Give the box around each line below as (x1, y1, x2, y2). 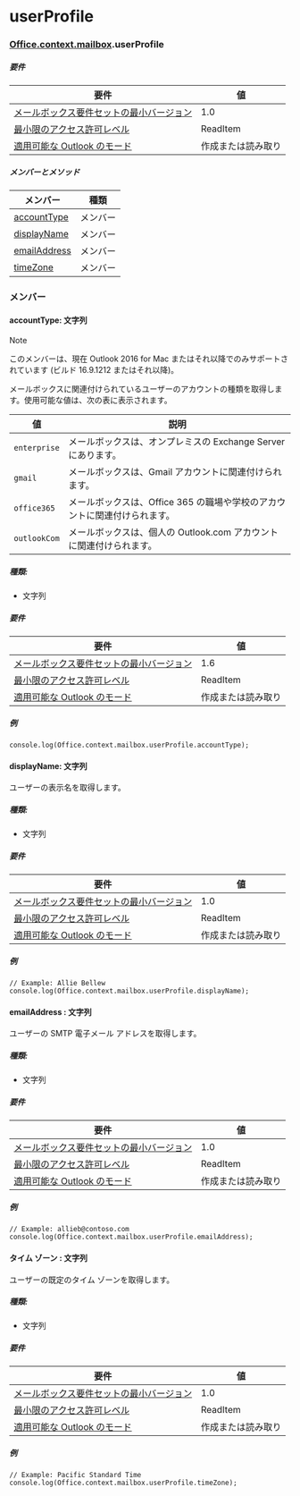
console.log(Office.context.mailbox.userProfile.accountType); (9, 740, 250, 750)
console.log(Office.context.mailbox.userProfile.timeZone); (9, 1478, 238, 1488)
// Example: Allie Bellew (9, 979, 105, 988)
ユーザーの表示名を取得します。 (9, 782, 127, 793)
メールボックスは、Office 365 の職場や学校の (68, 496, 259, 509)
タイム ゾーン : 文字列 (9, 1252, 87, 1263)
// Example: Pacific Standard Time (9, 1471, 142, 1480)
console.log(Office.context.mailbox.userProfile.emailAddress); (9, 1232, 254, 1242)
